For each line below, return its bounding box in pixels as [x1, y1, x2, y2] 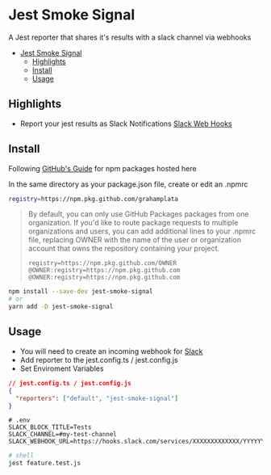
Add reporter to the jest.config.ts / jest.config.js [19, 355, 179, 364]
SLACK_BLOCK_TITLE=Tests [8, 423, 92, 431]
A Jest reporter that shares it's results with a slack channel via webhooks [8, 32, 252, 42]
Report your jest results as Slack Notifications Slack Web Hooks [19, 119, 232, 128]
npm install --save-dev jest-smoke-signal [8, 288, 153, 296]
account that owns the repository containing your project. [27, 244, 220, 254]
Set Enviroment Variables [19, 364, 104, 373]
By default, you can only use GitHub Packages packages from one [27, 209, 249, 219]
